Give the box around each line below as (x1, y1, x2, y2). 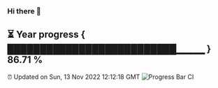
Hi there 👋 (7, 6, 42, 16)
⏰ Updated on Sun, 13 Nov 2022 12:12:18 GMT (7, 73, 140, 81)
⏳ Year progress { (7, 29, 86, 41)
